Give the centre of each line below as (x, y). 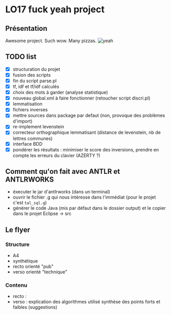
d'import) (23, 121)
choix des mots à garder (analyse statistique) (60, 92)
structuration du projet (36, 69)
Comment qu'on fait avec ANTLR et (63, 172)
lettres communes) (33, 138)
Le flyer (18, 230)
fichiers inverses (30, 110)
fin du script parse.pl (35, 81)
